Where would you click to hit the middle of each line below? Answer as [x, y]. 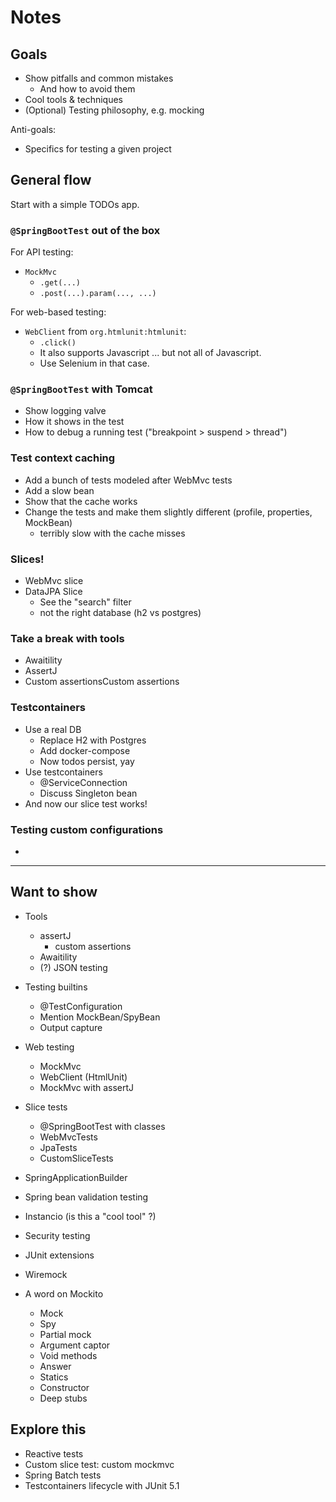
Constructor [64, 1387]
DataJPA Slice [53, 591]
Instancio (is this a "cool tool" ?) [90, 1216]
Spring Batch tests [63, 1475]
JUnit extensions [59, 1255]
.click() [58, 343]
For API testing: [42, 252]
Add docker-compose [85, 750]
